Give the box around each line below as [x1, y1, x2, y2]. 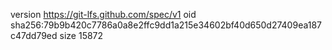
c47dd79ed [10, 30, 58, 41]
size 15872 [59, 30, 104, 41]
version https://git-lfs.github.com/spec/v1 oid [10, 9, 197, 20]
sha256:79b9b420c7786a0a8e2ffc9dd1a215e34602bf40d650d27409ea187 [10, 19, 323, 31]
